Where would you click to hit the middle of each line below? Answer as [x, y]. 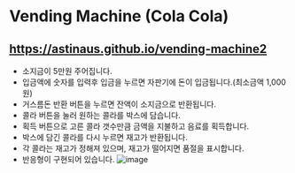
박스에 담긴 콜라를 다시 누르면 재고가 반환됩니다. [105, 137]
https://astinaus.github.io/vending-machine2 [138, 49]
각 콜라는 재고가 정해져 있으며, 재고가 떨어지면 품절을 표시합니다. [133, 148]
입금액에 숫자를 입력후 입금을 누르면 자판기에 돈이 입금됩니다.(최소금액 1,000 [154, 82]
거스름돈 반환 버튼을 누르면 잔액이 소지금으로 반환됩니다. [119, 104]
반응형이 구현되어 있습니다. [68, 159]
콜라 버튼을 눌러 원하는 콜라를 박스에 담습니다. [101, 115]
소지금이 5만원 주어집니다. [67, 71]
